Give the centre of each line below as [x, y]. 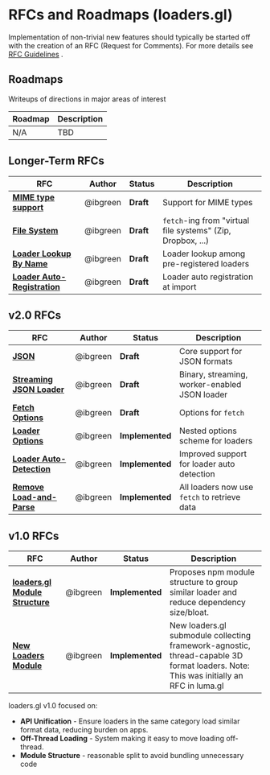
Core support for [211, 352]
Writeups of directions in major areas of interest [87, 99]
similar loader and [203, 592]
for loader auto [207, 464]
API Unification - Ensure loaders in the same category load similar [130, 721]
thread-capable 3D [207, 656]
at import [179, 287]
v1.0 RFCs [34, 536]
